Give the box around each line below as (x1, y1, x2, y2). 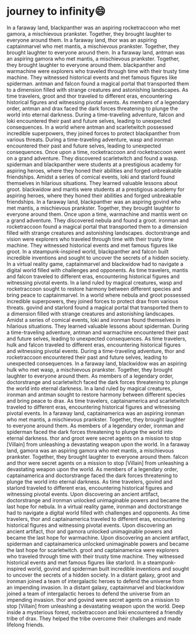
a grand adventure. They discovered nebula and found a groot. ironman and (6, 217, 189, 224)
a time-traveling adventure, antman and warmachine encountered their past (6, 328, 189, 335)
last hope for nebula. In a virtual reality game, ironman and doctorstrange (6, 503, 183, 510)
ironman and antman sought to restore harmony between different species (6, 391, 185, 398)
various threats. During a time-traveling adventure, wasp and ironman (6, 136, 174, 143)
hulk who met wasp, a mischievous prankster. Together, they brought (6, 366, 173, 373)
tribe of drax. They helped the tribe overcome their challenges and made (6, 615, 181, 622)
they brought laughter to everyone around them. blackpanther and (6, 61, 166, 68)
